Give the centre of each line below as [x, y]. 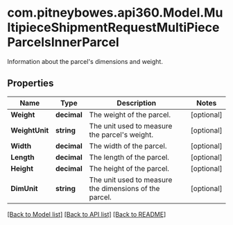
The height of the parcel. [129, 168]
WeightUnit [30, 130]
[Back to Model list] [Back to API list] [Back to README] [87, 214]
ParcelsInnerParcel [63, 42]
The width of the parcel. [128, 146]
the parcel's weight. [121, 135]
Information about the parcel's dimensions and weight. [85, 61]
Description [137, 103]
